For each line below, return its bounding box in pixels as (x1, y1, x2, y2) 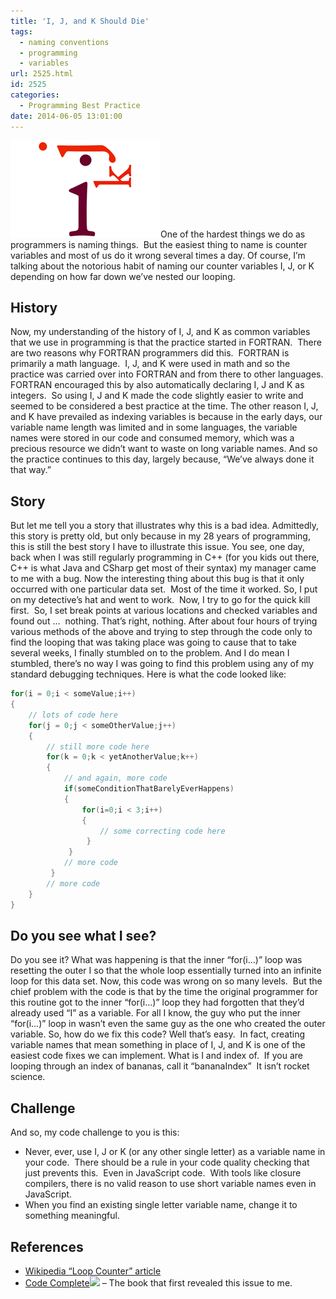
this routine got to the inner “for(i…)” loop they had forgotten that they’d (10, 996, 305, 1009)
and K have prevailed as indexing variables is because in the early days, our (10, 411, 323, 423)
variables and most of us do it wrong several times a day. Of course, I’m (10, 249, 306, 261)
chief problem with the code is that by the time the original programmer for (10, 986, 318, 998)
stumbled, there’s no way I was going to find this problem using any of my (10, 658, 315, 670)
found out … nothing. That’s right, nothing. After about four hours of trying (10, 615, 318, 627)
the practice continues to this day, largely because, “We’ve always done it (10, 453, 315, 465)
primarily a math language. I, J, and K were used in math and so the (10, 358, 291, 370)
